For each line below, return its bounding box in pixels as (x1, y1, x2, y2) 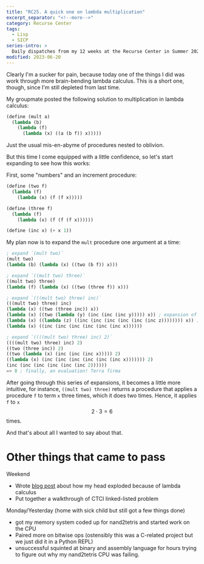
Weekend (6, 470, 30, 477)
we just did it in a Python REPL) (15, 538, 93, 545)
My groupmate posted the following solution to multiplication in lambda (6, 95, 184, 103)
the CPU (15, 525, 36, 532)
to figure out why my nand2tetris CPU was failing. (15, 551, 140, 558)
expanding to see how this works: (6, 160, 91, 167)
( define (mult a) (6, 114, 50, 120)
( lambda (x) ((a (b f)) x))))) (22, 131, 102, 137)
